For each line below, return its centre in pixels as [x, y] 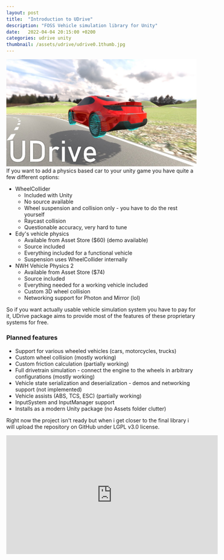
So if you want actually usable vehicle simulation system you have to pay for [101, 309]
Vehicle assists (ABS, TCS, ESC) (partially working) [78, 396]
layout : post [23, 13]
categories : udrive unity [39, 38]
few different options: [33, 177]
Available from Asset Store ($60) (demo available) [86, 240]
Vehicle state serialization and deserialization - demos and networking [102, 383]
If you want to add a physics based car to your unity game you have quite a [100, 170]
